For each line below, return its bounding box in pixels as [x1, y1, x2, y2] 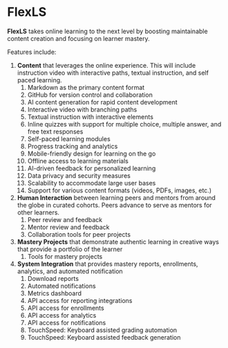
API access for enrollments [27, 304, 105, 312]
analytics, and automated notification [17, 267, 123, 275]
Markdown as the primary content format [27, 83, 145, 91]
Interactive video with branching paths [27, 105, 137, 113]
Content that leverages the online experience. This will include [17, 61, 196, 69]
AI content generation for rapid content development [27, 98, 178, 106]
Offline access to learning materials [27, 156, 129, 165]
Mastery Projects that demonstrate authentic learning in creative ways [17, 237, 220, 246]
